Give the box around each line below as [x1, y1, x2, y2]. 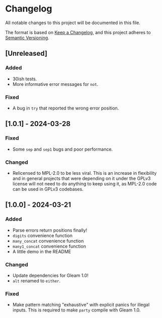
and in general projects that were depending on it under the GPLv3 [12, 175, 151, 181]
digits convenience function [12, 232, 73, 239]
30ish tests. [12, 76, 37, 82]
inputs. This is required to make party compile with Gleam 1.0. [12, 307, 141, 313]
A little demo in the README [12, 248, 71, 254]
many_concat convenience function [12, 238, 84, 244]
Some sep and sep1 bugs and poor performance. [12, 146, 113, 152]
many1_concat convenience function [12, 243, 87, 249]
